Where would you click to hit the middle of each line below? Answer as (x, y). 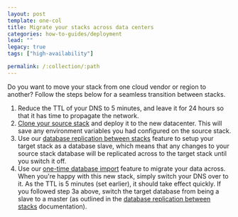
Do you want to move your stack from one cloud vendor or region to (107, 87)
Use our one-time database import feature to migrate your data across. (121, 169)
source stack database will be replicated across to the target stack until (122, 153)
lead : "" (20, 41)
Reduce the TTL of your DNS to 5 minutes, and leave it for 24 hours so (120, 108)
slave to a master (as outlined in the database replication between (114, 199)
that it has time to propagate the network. (79, 115)
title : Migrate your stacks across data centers (81, 27)
